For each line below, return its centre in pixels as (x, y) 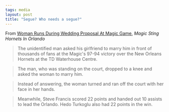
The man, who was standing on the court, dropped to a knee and (85, 69)
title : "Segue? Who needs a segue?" (44, 19)
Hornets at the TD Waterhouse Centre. (57, 59)
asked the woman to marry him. (50, 74)
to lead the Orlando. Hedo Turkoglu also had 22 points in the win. (85, 104)
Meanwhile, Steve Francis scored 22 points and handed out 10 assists (90, 99)
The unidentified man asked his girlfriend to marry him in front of (84, 49)
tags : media (18, 10)
